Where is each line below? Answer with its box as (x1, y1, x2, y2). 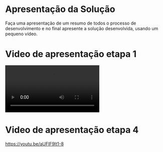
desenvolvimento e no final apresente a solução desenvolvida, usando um (5, 25, 158, 31)
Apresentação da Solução (5, 4, 115, 15)
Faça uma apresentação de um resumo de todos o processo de (5, 20, 136, 26)
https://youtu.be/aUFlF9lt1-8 (5, 140, 64, 146)
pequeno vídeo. (5, 31, 38, 37)
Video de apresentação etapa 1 (5, 49, 137, 60)
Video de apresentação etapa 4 (5, 124, 139, 136)
